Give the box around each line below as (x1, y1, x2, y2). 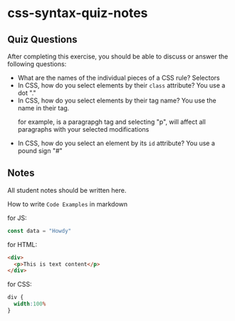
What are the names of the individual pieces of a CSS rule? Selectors (17, 73, 220, 82)
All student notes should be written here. (7, 186, 127, 194)
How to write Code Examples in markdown (7, 199, 128, 208)
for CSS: (7, 280, 32, 289)
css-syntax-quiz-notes (7, 5, 148, 21)
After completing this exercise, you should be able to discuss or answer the (7, 52, 229, 60)
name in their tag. (17, 104, 70, 112)
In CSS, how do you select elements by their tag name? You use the (17, 96, 216, 105)
